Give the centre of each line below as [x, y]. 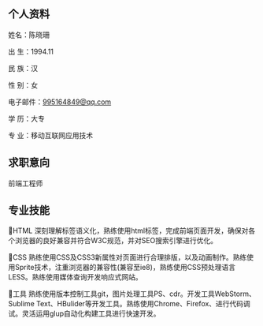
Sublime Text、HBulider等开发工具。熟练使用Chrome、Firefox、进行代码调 [129, 304]
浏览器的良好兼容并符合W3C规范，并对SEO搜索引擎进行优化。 [116, 241]
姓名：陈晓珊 [29, 35]
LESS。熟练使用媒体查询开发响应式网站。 [76, 277]
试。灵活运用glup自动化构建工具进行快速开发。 [84, 313]
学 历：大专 [26, 118]
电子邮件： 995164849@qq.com [60, 102]
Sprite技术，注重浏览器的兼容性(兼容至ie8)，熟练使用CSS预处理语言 [125, 268]
